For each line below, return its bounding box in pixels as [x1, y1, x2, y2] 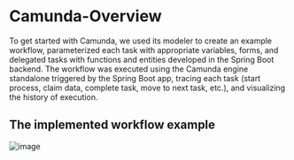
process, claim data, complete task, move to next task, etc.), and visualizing [9, 82, 286, 93]
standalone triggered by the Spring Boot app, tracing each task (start [9, 72, 261, 83]
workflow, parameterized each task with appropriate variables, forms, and [9, 44, 279, 55]
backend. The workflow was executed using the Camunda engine [9, 64, 249, 74]
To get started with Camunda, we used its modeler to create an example [9, 35, 273, 46]
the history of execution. [9, 91, 98, 103]
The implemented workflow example [9, 118, 215, 133]
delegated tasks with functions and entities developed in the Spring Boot [9, 54, 275, 65]
